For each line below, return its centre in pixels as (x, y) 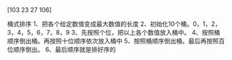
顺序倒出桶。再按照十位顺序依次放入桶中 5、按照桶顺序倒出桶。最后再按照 (113, 41)
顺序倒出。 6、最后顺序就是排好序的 (64, 49)
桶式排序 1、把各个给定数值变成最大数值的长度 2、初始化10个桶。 (100, 24)
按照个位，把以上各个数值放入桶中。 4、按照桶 (153, 32)
